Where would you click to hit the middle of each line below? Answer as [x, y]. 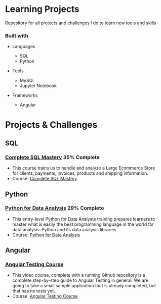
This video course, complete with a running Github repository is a [79, 275]
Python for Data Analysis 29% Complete [55, 208]
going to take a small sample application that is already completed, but [84, 286]
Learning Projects [42, 9]
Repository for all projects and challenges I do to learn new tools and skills [81, 23]
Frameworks [25, 96]
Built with [17, 36]
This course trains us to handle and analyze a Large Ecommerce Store [84, 168]
